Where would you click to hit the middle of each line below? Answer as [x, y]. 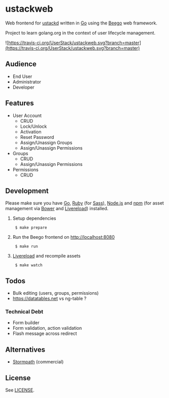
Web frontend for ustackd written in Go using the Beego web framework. [81, 23]
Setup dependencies [34, 218]
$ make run [26, 247]
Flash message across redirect [45, 333]
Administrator [27, 81]
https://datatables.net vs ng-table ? [49, 299]
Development [27, 191]
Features [20, 103]
